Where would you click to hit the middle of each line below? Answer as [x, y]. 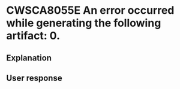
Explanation [29, 58]
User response [34, 78]
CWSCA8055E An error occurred [90, 10]
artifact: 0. [33, 36]
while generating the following [84, 23]
